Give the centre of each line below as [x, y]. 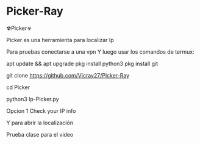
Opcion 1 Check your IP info [41, 110]
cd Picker [18, 87]
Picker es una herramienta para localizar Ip [60, 40]
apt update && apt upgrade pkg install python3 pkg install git [82, 63]
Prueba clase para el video [40, 134]
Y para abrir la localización [40, 123]
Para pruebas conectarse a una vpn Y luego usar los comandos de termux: [101, 52]
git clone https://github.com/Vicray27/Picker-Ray [68, 75]
